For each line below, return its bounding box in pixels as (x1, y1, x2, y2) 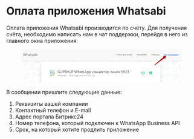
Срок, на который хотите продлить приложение (15, 126, 139, 133)
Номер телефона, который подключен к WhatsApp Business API (15, 119, 180, 126)
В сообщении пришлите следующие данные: (6, 88, 122, 95)
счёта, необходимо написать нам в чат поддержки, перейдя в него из (6, 30, 188, 37)
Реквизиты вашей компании (15, 100, 88, 107)
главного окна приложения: (6, 37, 79, 44)
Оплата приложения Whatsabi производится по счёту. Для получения (6, 24, 187, 31)
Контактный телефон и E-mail (15, 106, 91, 114)
